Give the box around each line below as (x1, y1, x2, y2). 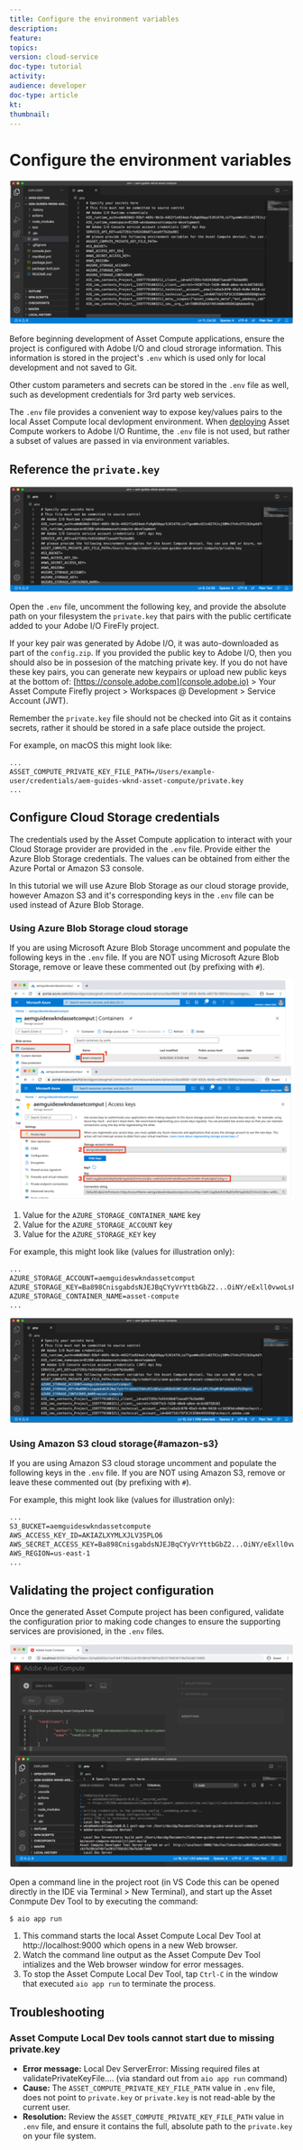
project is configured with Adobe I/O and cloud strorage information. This (9, 343, 282, 354)
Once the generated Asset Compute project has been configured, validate (9, 1607, 284, 1618)
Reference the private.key (9, 461, 161, 477)
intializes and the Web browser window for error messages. (22, 1959, 244, 1970)
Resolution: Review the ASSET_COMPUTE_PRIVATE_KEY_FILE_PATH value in (22, 2111, 284, 2122)
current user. (22, 2101, 70, 2112)
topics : (9, 43, 39, 52)
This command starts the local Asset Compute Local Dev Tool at (22, 1931, 262, 1942)
